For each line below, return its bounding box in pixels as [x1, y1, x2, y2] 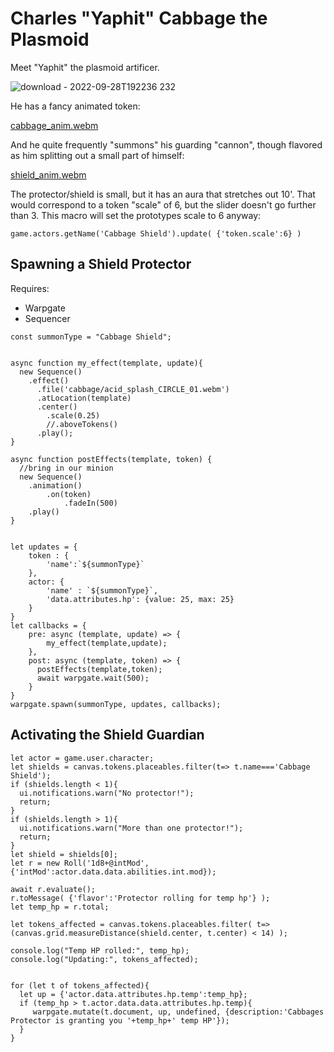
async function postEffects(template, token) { [10, 454, 213, 464]
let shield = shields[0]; [10, 849, 118, 859]
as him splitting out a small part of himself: [10, 149, 185, 161]
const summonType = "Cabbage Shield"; [10, 332, 172, 342]
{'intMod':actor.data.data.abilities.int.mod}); [10, 867, 217, 877]
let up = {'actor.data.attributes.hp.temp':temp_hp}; [19, 989, 248, 999]
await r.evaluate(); [10, 884, 97, 894]
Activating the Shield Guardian [10, 727, 205, 744]
